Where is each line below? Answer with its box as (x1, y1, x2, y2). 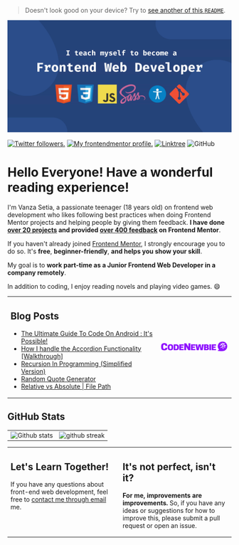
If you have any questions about (10, 480, 105, 488)
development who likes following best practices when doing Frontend (7, 210, 211, 219)
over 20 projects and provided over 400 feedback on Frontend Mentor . (7, 226, 221, 234)
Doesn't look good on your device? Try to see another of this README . (24, 6, 226, 14)
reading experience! (7, 179, 129, 196)
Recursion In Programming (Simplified (21, 359, 132, 368)
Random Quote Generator (21, 374, 96, 383)
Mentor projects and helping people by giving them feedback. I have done (7, 218, 225, 226)
